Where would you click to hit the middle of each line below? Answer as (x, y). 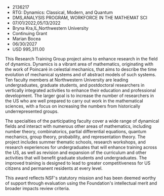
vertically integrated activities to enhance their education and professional (81, 90)
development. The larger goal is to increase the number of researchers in (80, 96)
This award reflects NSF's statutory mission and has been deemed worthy (81, 178)
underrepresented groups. (32, 111)
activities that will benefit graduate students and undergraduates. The (76, 158)
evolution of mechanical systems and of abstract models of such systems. (81, 74)
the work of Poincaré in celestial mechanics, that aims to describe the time (81, 69)
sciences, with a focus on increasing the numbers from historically (73, 106)
